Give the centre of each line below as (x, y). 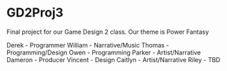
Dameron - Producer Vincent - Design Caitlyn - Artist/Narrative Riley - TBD (113, 59)
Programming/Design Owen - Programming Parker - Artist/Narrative (104, 52)
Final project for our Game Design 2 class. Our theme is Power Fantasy (108, 32)
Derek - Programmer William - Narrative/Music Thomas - (88, 45)
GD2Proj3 (35, 13)
